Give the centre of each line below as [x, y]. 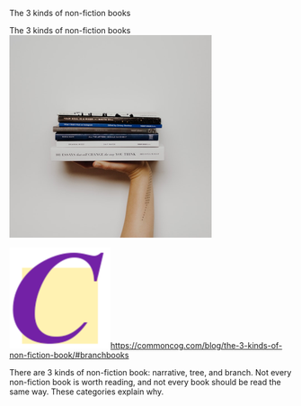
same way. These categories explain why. [87, 392]
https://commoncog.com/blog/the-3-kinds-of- [197, 345]
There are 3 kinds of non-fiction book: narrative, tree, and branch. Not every [150, 372]
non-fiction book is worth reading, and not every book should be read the [145, 382]
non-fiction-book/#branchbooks [69, 355]
